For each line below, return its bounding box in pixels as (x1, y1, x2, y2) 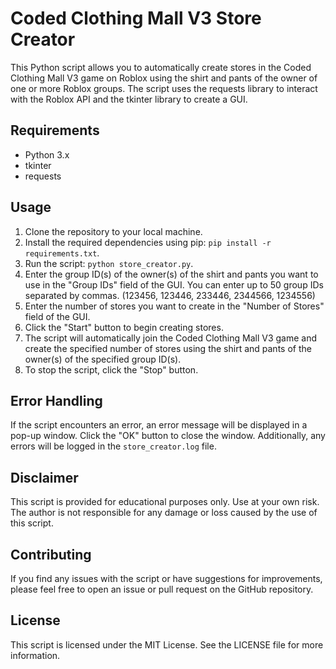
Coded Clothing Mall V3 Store (10, 7, 262, 30)
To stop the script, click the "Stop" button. (24, 363, 199, 376)
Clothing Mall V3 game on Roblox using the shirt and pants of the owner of (10, 72, 318, 84)
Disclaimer (10, 469, 79, 486)
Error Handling (10, 392, 103, 409)
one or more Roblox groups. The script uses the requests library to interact (10, 82, 318, 94)
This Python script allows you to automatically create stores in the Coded (10, 61, 312, 73)
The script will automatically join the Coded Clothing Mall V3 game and (24, 332, 318, 344)
